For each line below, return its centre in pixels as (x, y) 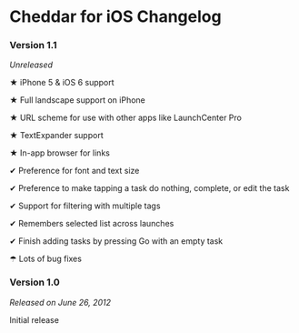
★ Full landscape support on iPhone (77, 100)
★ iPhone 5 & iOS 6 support (62, 83)
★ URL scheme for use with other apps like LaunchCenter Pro (126, 118)
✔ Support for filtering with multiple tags (85, 206)
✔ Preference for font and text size (75, 171)
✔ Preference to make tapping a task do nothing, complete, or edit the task (149, 188)
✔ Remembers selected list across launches (92, 224)
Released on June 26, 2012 (60, 302)
